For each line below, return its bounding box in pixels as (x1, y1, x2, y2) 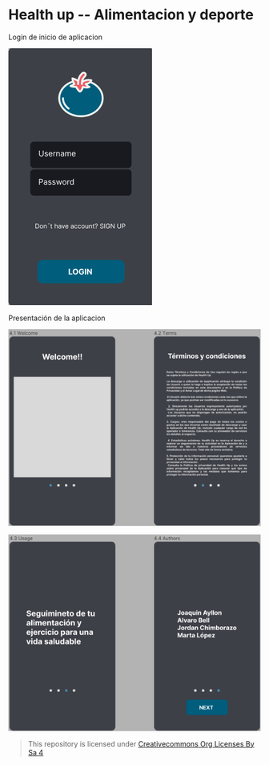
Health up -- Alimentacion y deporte (8, 6, 254, 24)
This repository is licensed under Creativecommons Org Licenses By (27, 739, 255, 748)
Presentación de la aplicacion (8, 313, 106, 323)
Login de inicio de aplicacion (8, 32, 102, 42)
